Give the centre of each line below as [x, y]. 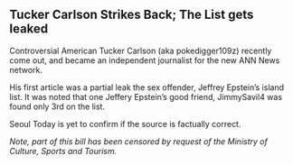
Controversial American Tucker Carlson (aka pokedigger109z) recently [141, 50]
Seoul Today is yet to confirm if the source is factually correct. [125, 124]
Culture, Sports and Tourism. [63, 151]
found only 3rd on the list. [57, 106]
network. [26, 69]
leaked [29, 29]
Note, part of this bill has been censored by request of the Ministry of [139, 141]
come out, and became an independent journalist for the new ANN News [145, 60]
